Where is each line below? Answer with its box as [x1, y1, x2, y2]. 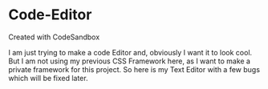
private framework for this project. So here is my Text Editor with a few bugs [8, 64, 261, 74]
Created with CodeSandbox [8, 32, 100, 42]
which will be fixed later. [8, 73, 88, 83]
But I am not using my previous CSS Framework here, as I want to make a [8, 56, 251, 66]
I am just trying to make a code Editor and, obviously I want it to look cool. [8, 47, 253, 57]
